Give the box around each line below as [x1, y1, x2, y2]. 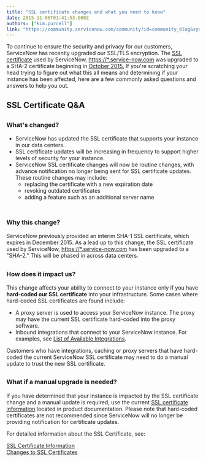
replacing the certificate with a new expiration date [24, 180, 153, 188]
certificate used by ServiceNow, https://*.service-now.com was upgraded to [6, 56, 199, 63]
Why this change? [6, 218, 60, 226]
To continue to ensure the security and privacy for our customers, [6, 43, 173, 50]
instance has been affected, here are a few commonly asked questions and [6, 75, 196, 83]
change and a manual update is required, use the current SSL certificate [6, 398, 189, 406]
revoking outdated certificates [24, 187, 101, 194]
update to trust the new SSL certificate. [6, 360, 105, 368]
